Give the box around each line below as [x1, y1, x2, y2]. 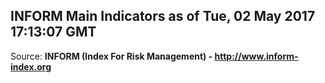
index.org [10, 60, 52, 73]
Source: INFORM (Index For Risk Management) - [10, 50, 213, 62]
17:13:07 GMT [10, 24, 97, 41]
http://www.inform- [214, 50, 299, 62]
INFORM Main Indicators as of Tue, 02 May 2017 [10, 8, 316, 25]
